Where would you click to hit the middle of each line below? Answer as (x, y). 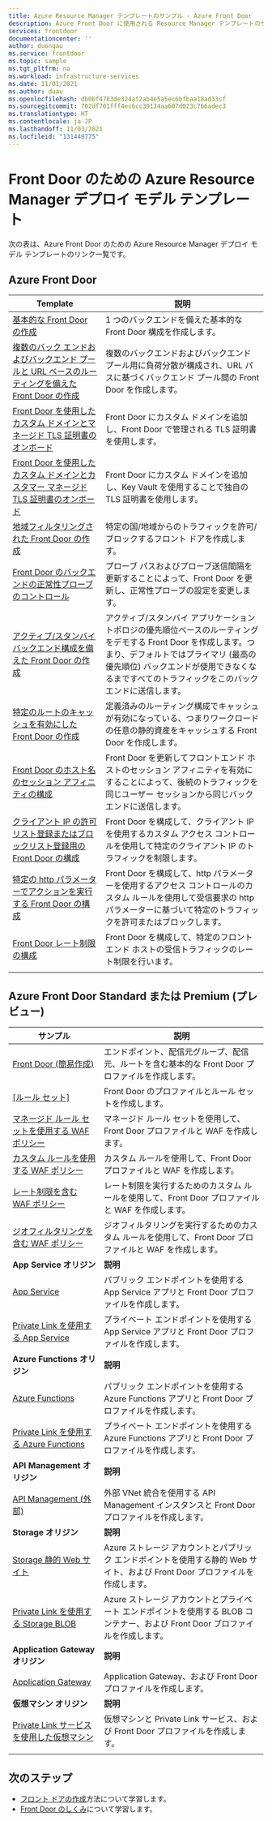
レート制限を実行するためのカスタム (173, 1186)
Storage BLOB (50, 1624)
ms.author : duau (36, 91)
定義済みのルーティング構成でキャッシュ (182, 706)
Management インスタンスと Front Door (180, 1505)
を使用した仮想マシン (53, 1737)
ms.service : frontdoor (47, 54)
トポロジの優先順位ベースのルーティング (182, 630)
